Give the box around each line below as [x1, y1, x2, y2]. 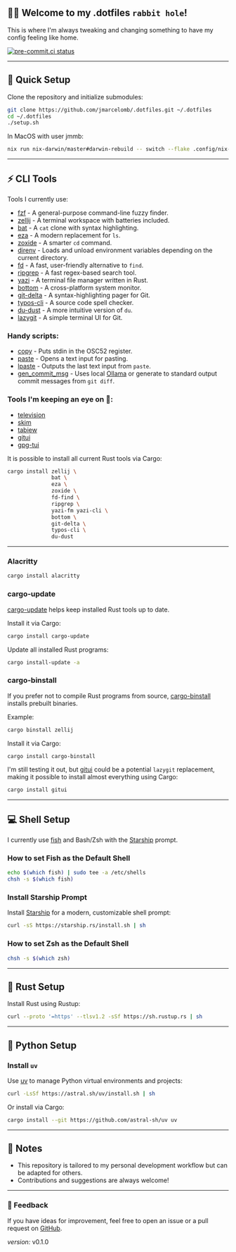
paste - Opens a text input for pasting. [17, 354, 129, 363]
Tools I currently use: [7, 194, 69, 203]
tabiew [17, 426, 37, 434]
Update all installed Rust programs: [7, 645, 109, 654]
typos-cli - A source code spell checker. [17, 298, 134, 306]
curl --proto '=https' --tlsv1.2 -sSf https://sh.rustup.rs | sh [7, 1013, 202, 1020]
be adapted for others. [17, 1169, 83, 1177]
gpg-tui [17, 440, 40, 449]
